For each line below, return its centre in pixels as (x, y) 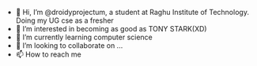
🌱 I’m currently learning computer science (84, 37)
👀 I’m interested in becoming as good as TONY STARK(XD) (111, 29)
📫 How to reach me (48, 54)
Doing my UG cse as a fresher (65, 20)
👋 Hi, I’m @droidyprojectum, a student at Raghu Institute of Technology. (132, 12)
